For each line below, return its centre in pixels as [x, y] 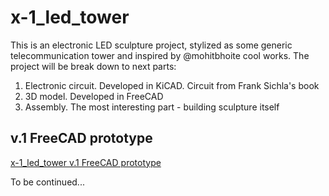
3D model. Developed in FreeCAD [94, 96]
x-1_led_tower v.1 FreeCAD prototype [86, 162]
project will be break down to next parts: [93, 66]
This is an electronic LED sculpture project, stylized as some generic [151, 45]
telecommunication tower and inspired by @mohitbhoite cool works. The [160, 55]
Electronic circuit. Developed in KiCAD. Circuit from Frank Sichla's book [172, 85]
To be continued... [47, 182]
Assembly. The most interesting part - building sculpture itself [152, 107]
